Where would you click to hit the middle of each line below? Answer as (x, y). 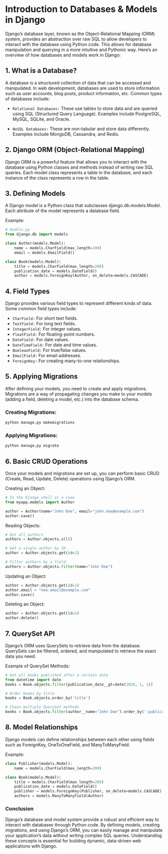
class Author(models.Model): (35, 244)
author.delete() (22, 618)
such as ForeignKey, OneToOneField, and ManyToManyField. (68, 744)
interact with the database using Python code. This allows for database (78, 44)
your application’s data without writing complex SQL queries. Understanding (83, 835)
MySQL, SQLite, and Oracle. (41, 119)
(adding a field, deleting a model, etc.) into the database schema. (72, 399)
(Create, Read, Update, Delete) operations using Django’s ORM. (70, 479)
